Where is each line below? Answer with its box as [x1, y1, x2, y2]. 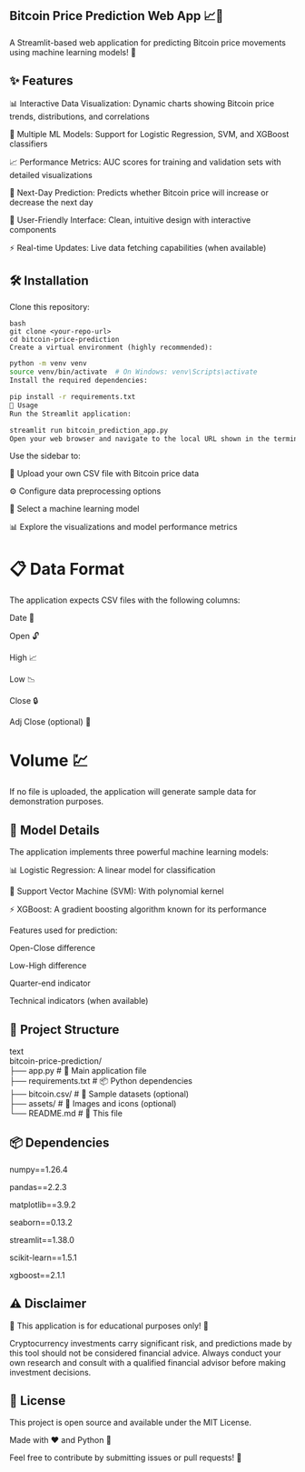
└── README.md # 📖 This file [9, 1107, 123, 1118]
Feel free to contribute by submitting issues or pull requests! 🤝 [9, 1452, 242, 1463]
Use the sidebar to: [9, 450, 82, 462]
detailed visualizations [9, 169, 93, 180]
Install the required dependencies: [9, 376, 148, 386]
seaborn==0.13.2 [9, 1217, 73, 1227]
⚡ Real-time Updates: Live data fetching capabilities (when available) [9, 242, 267, 253]
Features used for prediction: [9, 925, 118, 936]
